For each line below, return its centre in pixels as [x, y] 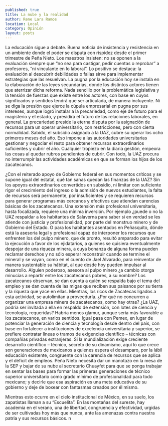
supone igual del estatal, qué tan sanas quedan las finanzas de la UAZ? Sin [83, 179]
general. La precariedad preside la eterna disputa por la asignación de [78, 122]
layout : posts [20, 33]
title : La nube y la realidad [37, 15]
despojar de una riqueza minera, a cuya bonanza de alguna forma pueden [82, 249]
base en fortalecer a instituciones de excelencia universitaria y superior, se [82, 329]
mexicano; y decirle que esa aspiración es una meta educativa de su [76, 382]
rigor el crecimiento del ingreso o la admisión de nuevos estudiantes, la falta [84, 190]
